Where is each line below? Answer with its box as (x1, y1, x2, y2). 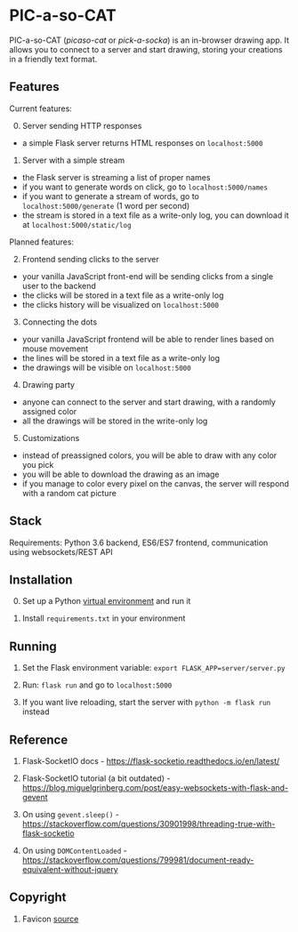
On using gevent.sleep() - (21, 809, 120, 819)
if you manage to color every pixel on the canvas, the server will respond (21, 478, 289, 489)
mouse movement (21, 343, 89, 354)
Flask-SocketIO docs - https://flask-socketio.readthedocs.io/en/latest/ (21, 756, 280, 766)
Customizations (21, 432, 80, 443)
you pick (21, 459, 54, 470)
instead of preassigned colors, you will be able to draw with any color (21, 450, 278, 461)
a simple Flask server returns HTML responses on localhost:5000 (21, 137, 263, 148)
